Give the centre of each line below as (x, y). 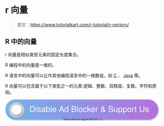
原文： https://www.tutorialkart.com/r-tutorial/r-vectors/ (73, 25)
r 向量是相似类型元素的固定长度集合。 (43, 54)
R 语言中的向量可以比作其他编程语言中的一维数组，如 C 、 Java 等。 (74, 75)
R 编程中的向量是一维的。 (31, 65)
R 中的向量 (21, 42)
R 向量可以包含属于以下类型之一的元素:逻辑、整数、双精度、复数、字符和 (79, 86)
